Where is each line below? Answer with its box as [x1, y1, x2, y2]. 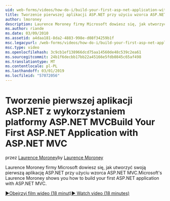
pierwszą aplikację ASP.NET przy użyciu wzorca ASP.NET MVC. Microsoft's [5, 170, 162, 176]
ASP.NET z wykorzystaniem [5, 106, 125, 117]
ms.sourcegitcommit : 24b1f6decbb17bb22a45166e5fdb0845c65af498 [5, 54, 142, 60]
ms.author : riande [5, 26, 44, 31]
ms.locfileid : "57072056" [5, 73, 60, 78]
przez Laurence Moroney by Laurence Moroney [5, 155, 104, 161]
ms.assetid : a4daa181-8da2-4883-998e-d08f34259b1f [5, 36, 114, 41]
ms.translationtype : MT [5, 59, 56, 64]
